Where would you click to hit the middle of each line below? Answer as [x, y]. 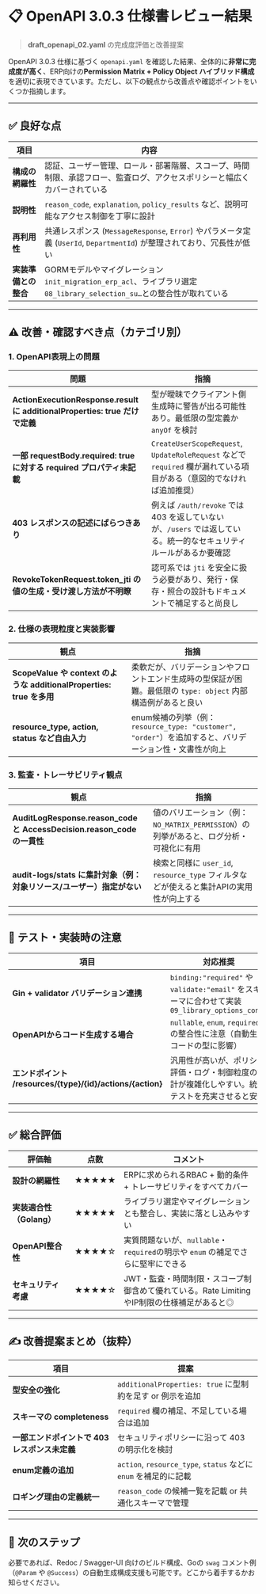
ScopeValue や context [56, 672]
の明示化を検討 [145, 1450]
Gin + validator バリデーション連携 [77, 993]
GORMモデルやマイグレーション [104, 269]
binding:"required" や [211, 977]
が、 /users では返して [192, 529]
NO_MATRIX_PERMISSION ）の [202, 824]
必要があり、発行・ [195, 580]
